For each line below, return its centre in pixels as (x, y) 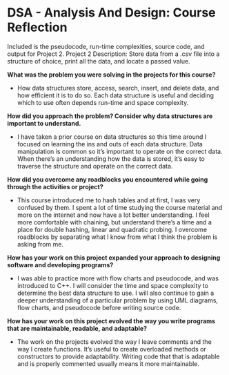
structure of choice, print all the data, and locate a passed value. (99, 61)
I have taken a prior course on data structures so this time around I (112, 137)
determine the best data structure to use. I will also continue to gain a (116, 293)
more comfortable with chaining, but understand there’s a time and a (114, 222)
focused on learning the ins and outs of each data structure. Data (110, 144)
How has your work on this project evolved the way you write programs (111, 321)
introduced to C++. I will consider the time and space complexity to (113, 285)
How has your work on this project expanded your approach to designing (114, 258)
